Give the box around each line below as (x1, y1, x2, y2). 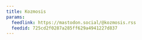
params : (6, 14, 25, 20)
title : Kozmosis (6, 8, 46, 15)
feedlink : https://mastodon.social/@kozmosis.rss (11, 19, 136, 25)
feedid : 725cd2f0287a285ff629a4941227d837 (11, 25, 118, 31)
